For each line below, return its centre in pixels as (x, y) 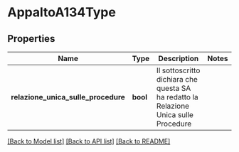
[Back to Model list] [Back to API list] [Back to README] (89, 141)
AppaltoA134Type (62, 12)
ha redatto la (177, 97)
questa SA (174, 88)
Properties (31, 39)
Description (179, 59)
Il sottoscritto (178, 70)
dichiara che (177, 79)
